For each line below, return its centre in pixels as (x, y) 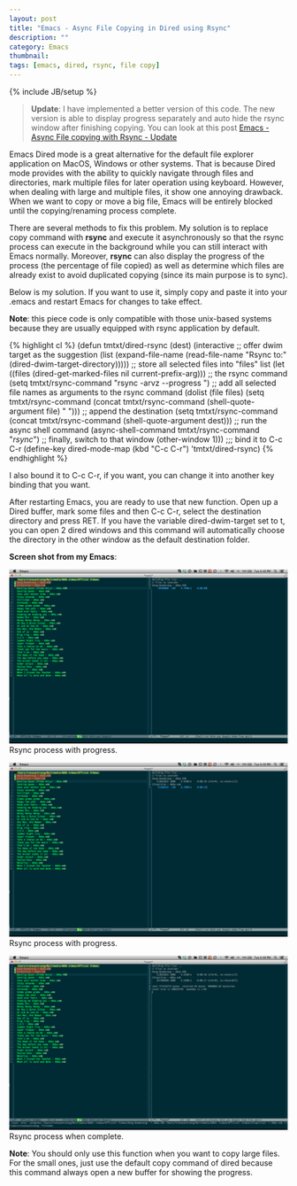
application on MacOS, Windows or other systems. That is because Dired (142, 163)
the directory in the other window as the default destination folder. (129, 539)
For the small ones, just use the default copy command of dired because (141, 1163)
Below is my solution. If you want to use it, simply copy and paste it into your (148, 292)
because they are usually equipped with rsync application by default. (135, 328)
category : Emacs (39, 47)
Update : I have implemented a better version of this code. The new (153, 109)
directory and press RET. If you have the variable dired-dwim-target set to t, (147, 521)
